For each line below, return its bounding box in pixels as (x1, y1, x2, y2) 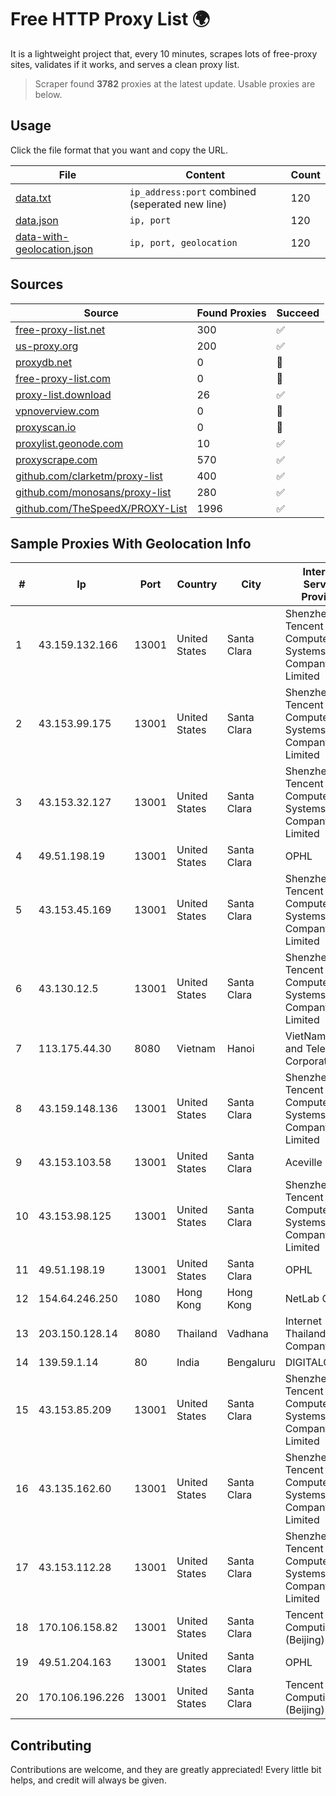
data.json (15, 213, 59, 227)
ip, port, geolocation (129, 237, 238, 248)
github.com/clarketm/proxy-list (15, 469, 163, 483)
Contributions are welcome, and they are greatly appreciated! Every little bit (10, 1764, 322, 1776)
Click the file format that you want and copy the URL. (10, 144, 228, 156)
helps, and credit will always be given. (10, 1774, 167, 1786)
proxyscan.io (15, 420, 77, 434)
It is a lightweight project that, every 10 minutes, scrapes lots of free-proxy (10, 47, 318, 60)
